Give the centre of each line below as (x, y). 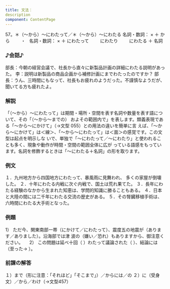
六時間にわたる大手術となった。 (39, 203)
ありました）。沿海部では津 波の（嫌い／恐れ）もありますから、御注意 (87, 236)
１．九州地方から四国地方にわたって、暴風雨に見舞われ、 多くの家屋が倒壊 (83, 178)
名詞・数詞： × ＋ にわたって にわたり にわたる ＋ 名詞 (96, 41)
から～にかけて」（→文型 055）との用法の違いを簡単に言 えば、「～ (88, 126)
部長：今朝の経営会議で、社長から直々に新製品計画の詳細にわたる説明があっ (85, 67)
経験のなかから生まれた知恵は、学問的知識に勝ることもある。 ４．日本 (88, 190)
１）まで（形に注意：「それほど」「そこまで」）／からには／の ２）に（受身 (82, 275)
